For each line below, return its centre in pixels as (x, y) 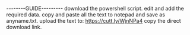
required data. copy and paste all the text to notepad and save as (85, 15)
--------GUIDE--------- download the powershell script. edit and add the (95, 8)
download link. (24, 27)
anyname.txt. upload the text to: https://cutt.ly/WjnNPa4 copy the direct (94, 21)
